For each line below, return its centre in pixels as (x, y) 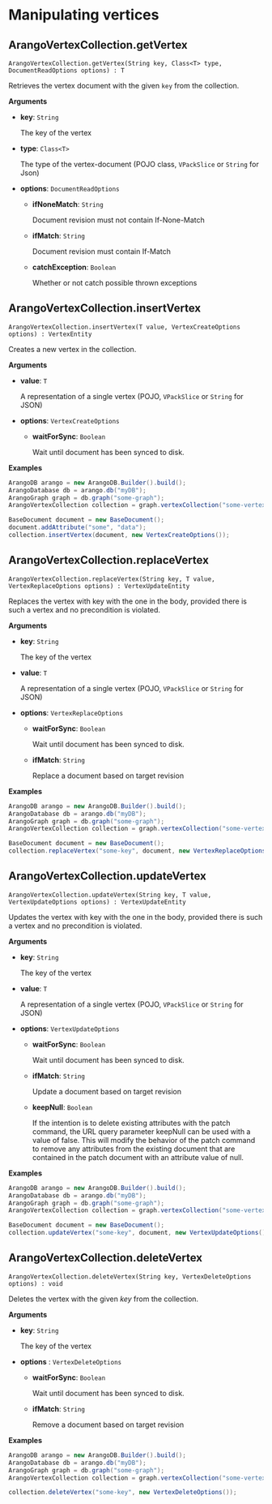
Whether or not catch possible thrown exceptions (115, 283)
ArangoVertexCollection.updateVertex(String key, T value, (110, 895)
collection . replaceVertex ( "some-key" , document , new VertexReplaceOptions (137, 851)
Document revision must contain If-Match (102, 251)
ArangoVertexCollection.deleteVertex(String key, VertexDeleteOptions (130, 1276)
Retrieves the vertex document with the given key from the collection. (124, 86)
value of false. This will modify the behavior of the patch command (144, 1140)
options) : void (36, 1283)
